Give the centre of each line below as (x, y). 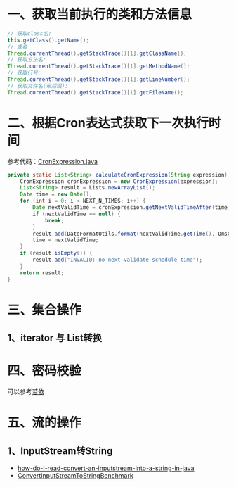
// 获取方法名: (27, 60)
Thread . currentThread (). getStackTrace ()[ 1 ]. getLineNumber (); (99, 80)
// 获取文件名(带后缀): (38, 86)
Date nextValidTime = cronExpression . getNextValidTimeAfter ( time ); (133, 208)
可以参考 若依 (26, 392)
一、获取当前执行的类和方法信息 (100, 14)
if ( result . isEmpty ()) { (56, 253)
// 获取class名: (29, 33)
